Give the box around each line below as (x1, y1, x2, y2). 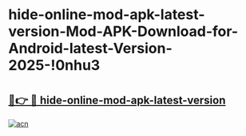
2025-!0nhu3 (8, 56, 101, 75)
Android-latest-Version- (8, 40, 173, 57)
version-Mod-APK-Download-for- (8, 22, 238, 41)
